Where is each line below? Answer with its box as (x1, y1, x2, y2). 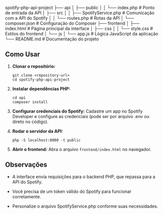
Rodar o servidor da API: (12, 128, 63, 134)
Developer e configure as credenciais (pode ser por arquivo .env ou (12, 113, 150, 119)
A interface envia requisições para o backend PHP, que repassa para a (12, 174, 156, 180)
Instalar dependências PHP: (12, 86, 71, 92)
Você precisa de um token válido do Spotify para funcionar (12, 188, 132, 194)
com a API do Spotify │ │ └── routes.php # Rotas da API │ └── (5, 15, 134, 21)
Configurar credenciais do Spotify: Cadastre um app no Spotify (12, 108, 143, 114)
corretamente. (12, 193, 41, 199)
